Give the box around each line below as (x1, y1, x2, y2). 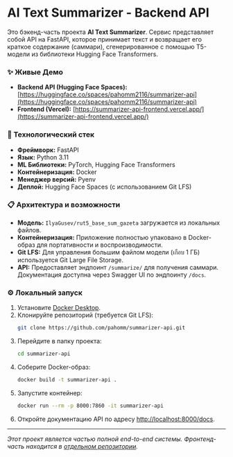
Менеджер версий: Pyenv (17, 175, 96, 183)
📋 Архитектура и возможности (7, 200, 121, 209)
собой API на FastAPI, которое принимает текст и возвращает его (7, 35, 202, 43)
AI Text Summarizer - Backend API (7, 5, 209, 21)
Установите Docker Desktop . (17, 304, 101, 312)
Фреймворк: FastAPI (17, 146, 80, 154)
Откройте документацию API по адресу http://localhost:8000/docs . (17, 415, 215, 423)
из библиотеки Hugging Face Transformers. (31, 50, 158, 58)
